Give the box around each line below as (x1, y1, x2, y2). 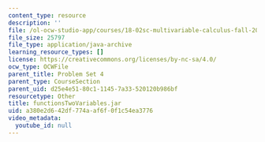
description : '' (8, 19, 62, 27)
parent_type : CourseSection (8, 77, 101, 85)
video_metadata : (8, 114, 62, 122)
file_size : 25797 (8, 33, 65, 42)
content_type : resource (8, 11, 87, 20)
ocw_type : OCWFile (8, 63, 69, 71)
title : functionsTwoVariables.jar (8, 99, 122, 107)
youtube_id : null (15, 121, 73, 129)
